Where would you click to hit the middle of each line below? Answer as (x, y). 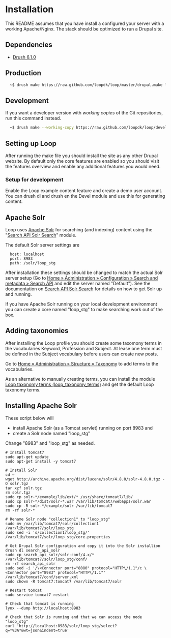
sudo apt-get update (27, 457)
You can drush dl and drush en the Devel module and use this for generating (85, 196)
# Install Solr (21, 470)
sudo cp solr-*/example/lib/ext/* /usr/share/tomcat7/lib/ (69, 497)
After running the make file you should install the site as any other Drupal (82, 156)
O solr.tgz (17, 483)
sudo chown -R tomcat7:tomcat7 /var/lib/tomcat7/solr (64, 581)
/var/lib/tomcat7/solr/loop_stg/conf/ (46, 559)
